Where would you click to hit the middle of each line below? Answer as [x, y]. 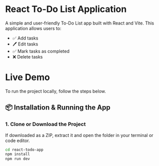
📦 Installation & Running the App [58, 108]
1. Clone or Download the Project [45, 124]
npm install [17, 154]
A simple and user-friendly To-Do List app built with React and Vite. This [79, 23]
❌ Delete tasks [27, 56]
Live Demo [27, 77]
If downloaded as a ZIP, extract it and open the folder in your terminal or [79, 135]
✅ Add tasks [25, 38]
